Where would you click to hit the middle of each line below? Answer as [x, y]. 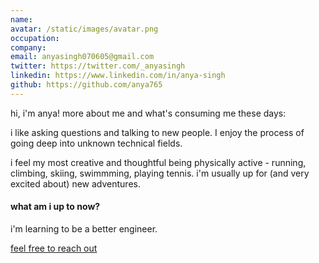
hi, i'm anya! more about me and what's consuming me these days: [148, 113]
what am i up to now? [55, 207]
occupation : [35, 38]
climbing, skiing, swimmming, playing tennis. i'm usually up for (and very [160, 173]
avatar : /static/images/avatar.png [84, 29]
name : [21, 19]
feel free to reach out [54, 248]
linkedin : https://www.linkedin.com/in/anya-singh [118, 76]
